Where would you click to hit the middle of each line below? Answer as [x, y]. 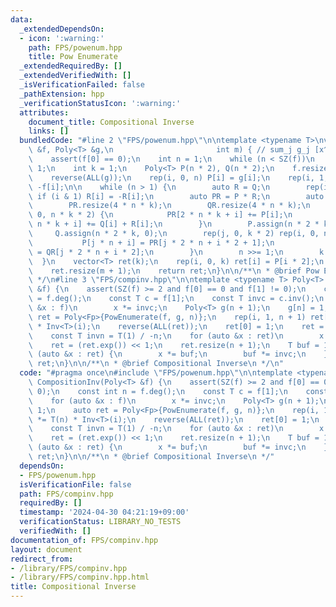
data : [21, 19]
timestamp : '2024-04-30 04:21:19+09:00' [104, 512]
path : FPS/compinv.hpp [66, 494]
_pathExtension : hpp [62, 94]
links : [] [49, 131]
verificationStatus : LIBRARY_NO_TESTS [100, 522]
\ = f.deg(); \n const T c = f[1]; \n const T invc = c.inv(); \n [176, 299]
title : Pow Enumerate [73, 57]
